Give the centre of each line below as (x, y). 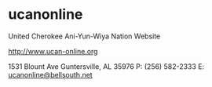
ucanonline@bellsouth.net (50, 74)
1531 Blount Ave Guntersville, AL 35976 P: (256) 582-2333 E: (106, 66)
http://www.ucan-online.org (53, 51)
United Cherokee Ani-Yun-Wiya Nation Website (84, 36)
